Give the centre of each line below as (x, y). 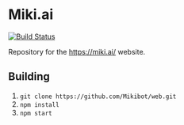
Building (29, 77)
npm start (36, 113)
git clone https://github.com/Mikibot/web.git (98, 97)
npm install (39, 104)
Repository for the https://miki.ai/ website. (77, 51)
